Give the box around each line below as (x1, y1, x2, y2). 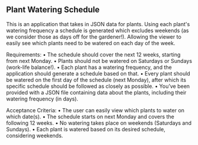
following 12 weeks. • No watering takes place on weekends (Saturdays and (6, 119, 191, 127)
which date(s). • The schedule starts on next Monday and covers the (6, 113, 175, 120)
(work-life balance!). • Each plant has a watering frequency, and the (6, 64, 172, 71)
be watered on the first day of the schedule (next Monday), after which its (6, 76, 187, 83)
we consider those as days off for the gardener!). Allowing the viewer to (6, 33, 182, 40)
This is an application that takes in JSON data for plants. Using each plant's (6, 20, 190, 27)
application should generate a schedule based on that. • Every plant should (6, 70, 191, 77)
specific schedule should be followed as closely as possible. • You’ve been (6, 83, 190, 90)
